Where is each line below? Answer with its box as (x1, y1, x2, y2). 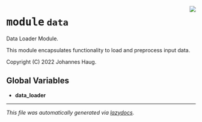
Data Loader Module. (6, 35, 59, 42)
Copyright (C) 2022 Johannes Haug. (6, 58, 97, 66)
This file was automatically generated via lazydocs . (6, 109, 135, 116)
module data (6, 16, 69, 29)
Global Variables (6, 76, 69, 86)
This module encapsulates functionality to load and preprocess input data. (6, 46, 191, 53)
